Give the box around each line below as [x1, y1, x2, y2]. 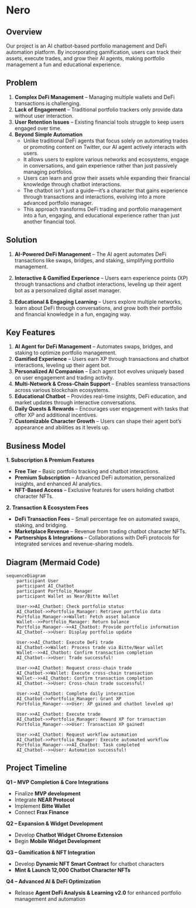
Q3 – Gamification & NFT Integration [6, 849, 95, 856]
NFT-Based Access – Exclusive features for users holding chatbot [14, 487, 174, 494]
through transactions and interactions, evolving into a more [23, 193, 166, 200]
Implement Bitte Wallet [14, 802, 70, 809]
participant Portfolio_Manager [16, 588, 93, 595]
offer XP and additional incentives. [14, 411, 98, 419]
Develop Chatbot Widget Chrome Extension [14, 831, 123, 838]
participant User [16, 578, 59, 584]
